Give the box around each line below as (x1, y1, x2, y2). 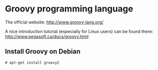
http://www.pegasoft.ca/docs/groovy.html (5, 34, 89, 39)
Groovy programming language (5, 3, 133, 14)
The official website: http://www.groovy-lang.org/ (5, 19, 104, 25)
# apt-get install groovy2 (5, 60, 59, 65)
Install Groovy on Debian (5, 47, 81, 56)
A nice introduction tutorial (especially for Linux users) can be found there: (5, 28, 153, 34)
